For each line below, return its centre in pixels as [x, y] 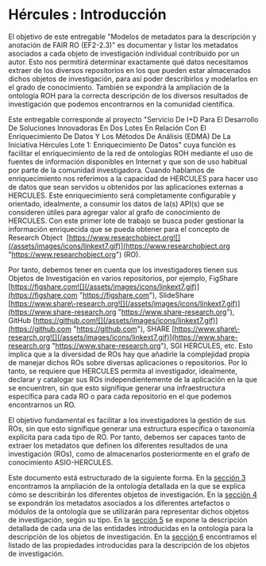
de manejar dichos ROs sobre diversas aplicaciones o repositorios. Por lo [128, 362]
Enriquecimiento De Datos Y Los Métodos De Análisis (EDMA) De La [120, 136]
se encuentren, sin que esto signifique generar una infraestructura [117, 387]
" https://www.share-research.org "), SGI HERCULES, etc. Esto [152, 345]
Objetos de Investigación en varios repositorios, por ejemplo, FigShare [123, 278]
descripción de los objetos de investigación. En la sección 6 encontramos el [133, 537]
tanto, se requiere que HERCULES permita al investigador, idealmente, [123, 371]
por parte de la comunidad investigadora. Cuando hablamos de [112, 170]
